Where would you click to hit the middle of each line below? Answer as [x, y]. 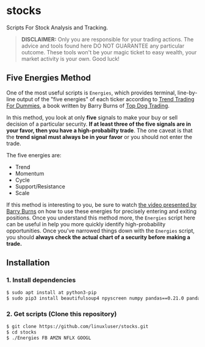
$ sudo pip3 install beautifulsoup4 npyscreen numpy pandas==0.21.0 [95, 299]
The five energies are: [34, 155]
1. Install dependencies [41, 280]
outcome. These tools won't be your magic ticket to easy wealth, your [109, 52]
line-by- [187, 93]
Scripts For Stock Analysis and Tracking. [57, 27]
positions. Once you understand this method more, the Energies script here [101, 218]
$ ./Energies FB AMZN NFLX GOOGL [49, 338]
